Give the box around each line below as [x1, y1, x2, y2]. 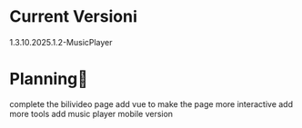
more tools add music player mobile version [9, 108, 174, 119]
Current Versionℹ [9, 6, 138, 27]
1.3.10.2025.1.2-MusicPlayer [9, 36, 113, 47]
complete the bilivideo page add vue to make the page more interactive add [9, 98, 294, 109]
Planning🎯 [9, 69, 88, 90]
